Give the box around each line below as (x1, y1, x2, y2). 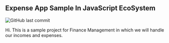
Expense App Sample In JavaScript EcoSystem (5, 4, 155, 12)
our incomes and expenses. (5, 32, 63, 38)
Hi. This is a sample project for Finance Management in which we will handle (5, 27, 164, 33)
